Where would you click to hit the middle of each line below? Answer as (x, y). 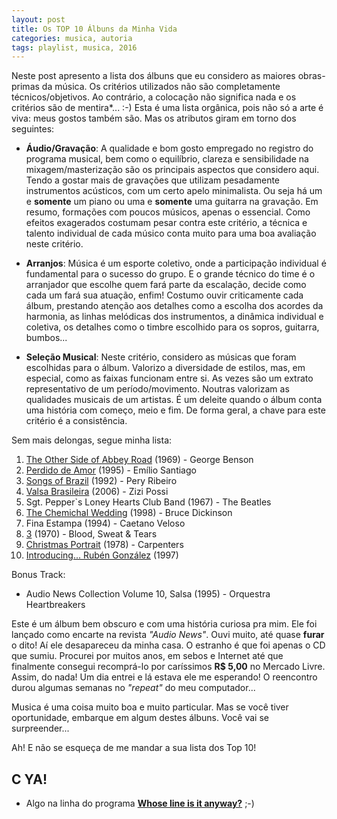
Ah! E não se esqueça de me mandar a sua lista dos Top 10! (134, 748)
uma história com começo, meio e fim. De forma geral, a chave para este (175, 410)
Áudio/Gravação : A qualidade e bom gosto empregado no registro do (169, 148)
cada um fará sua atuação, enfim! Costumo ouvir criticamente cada (164, 295)
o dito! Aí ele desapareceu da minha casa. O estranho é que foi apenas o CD (168, 645)
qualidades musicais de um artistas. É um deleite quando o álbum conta (174, 400)
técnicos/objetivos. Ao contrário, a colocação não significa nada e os (154, 97)
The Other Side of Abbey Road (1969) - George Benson (139, 460)
